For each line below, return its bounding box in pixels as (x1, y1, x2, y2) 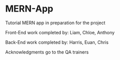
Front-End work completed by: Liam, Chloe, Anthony (5, 29, 115, 35)
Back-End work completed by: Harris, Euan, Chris (5, 39, 109, 45)
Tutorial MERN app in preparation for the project (5, 20, 105, 26)
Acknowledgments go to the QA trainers (5, 49, 89, 55)
